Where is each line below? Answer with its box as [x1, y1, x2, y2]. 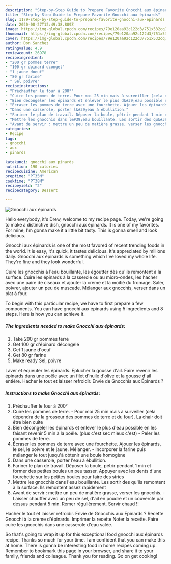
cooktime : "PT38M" [5, 178, 44, 184]
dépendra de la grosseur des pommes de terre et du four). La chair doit [12, 414, 163, 420]
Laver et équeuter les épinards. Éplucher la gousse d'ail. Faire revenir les [5, 367, 158, 373]
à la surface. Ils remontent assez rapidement [12, 484, 106, 490]
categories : [5, 126, 31, 131]
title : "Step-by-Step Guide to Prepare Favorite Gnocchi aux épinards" [5, 12, 160, 17]
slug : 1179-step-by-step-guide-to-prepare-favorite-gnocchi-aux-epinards [5, 17, 165, 22]
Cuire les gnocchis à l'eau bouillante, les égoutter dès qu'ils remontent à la [5, 269, 162, 275]
